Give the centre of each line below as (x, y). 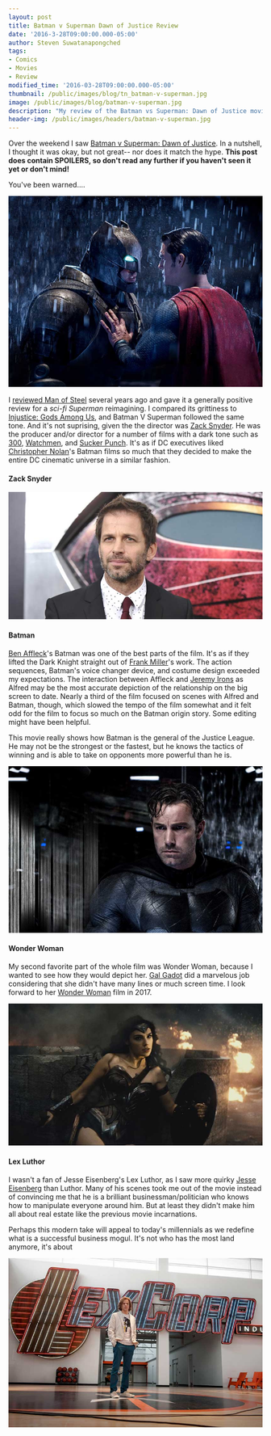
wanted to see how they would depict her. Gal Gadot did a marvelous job (129, 975)
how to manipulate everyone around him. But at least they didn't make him (132, 1205)
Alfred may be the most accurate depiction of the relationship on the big (128, 688)
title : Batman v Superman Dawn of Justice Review (94, 25)
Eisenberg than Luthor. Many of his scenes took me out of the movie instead (135, 1188)
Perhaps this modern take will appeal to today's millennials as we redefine (131, 1229)
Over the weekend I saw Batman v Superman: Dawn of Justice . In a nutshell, (135, 143)
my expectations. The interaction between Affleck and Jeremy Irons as (126, 679)
